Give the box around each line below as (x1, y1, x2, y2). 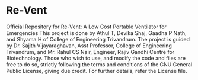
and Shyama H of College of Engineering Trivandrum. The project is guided (6, 36, 190, 43)
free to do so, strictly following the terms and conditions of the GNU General (6, 60, 193, 68)
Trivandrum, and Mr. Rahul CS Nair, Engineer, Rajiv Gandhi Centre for (6, 48, 175, 55)
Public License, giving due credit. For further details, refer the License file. (6, 67, 188, 74)
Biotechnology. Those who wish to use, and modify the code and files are (6, 55, 186, 62)
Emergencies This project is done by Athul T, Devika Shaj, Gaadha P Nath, (6, 29, 187, 36)
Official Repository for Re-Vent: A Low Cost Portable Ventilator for (6, 23, 167, 30)
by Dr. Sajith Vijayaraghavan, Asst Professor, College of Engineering (6, 42, 172, 49)
